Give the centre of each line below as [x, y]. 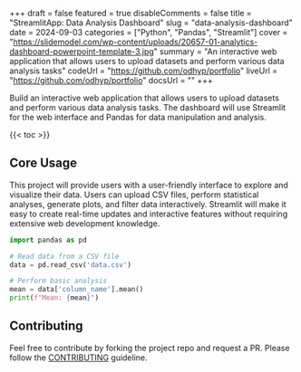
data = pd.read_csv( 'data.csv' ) [70, 265]
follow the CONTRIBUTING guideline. [78, 358]
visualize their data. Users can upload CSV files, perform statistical [134, 195]
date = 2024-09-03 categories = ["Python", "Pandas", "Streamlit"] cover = [149, 32]
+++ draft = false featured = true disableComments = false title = [131, 13]
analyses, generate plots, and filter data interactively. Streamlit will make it [148, 204]
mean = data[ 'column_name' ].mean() [77, 290]
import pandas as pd [49, 240]
